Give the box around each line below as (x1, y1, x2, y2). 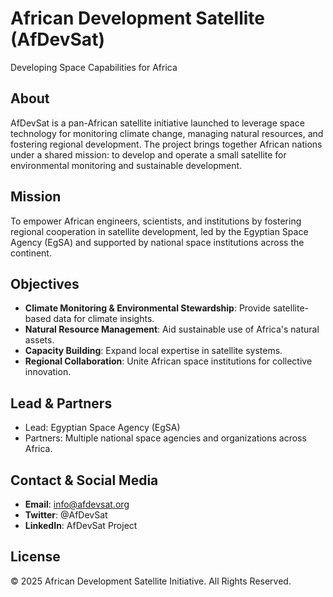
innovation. (24, 366, 72, 378)
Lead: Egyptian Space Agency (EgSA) (24, 422, 181, 434)
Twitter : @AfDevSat (24, 509, 108, 521)
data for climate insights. (53, 313, 155, 325)
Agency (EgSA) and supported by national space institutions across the (10, 236, 305, 248)
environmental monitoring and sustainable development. (10, 159, 243, 171)
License (10, 548, 61, 566)
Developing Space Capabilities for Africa (10, 61, 178, 73)
